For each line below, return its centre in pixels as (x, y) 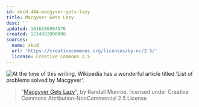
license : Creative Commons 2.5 (51, 57)
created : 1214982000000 (36, 34)
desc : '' (17, 23)
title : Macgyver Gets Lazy (40, 17)
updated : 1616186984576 (36, 29)
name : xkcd (25, 46)
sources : (17, 40)
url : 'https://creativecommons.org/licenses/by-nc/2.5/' (85, 51)
